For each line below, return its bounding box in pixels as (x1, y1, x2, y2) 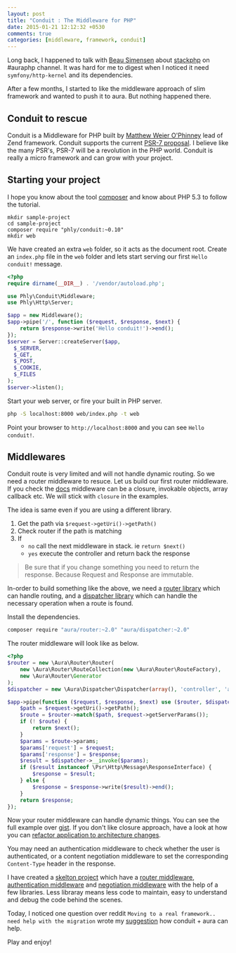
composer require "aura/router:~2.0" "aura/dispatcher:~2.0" (7, 627, 190, 634)
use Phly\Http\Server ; (7, 299, 74, 307)
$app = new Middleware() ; (7, 312, 83, 319)
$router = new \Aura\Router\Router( (7, 660, 114, 667)
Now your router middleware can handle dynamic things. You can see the (7, 816, 220, 825)
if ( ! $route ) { (20, 718, 68, 725)
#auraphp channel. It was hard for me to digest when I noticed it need (7, 63, 209, 72)
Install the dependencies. (7, 613, 81, 621)
